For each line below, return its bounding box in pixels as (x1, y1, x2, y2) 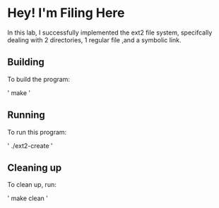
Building (7, 56, 45, 68)
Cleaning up (7, 161, 62, 173)
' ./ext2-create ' (7, 141, 53, 149)
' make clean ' (7, 194, 48, 202)
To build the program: (7, 75, 71, 83)
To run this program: (7, 128, 67, 136)
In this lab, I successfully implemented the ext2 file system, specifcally (7, 28, 213, 37)
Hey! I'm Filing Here (7, 5, 125, 21)
